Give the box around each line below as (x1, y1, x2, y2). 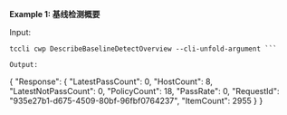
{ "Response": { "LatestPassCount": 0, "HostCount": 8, (9, 76, 213, 87)
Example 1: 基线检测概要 (9, 9, 100, 19)
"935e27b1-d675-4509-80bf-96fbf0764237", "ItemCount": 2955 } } (9, 95, 263, 106)
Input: (9, 27, 32, 37)
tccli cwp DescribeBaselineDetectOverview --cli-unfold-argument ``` (9, 44, 278, 53)
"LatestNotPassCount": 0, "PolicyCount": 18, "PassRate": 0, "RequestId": (9, 86, 280, 96)
